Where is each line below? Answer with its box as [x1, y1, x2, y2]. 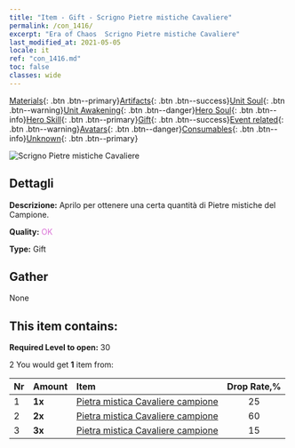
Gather [9, 268, 49, 284]
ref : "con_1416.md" [9, 54, 82, 63]
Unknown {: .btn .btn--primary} [26, 132, 139, 143]
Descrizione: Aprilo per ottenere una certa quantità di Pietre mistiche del [9, 199, 276, 210]
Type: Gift [9, 244, 46, 254]
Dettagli [9, 176, 54, 191]
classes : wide [9, 71, 62, 80]
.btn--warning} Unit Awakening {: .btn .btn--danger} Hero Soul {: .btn [9, 104, 254, 116]
